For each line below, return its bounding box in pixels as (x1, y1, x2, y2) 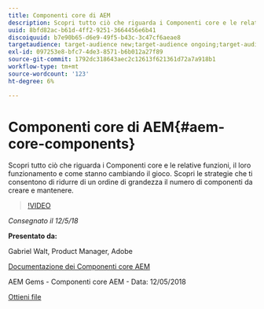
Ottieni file (8, 292, 42, 302)
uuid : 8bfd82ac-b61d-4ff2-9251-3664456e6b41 (8, 26, 156, 34)
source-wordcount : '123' (8, 70, 90, 78)
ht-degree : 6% (8, 77, 55, 85)
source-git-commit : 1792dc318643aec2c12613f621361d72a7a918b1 (8, 56, 216, 64)
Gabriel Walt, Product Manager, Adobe (8, 247, 134, 256)
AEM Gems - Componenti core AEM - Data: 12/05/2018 (8, 277, 186, 287)
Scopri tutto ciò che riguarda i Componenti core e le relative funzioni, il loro (8, 160, 251, 170)
